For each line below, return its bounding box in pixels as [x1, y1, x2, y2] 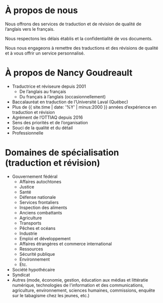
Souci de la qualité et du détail [12, 125, 73, 131]
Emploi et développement [19, 235, 71, 241]
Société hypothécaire [12, 266, 55, 272]
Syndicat [12, 272, 30, 278]
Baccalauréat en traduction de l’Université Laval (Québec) [12, 99, 128, 105]
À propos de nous [5, 5, 78, 16]
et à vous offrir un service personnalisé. [5, 50, 85, 56]
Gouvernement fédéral [12, 173, 57, 179]
